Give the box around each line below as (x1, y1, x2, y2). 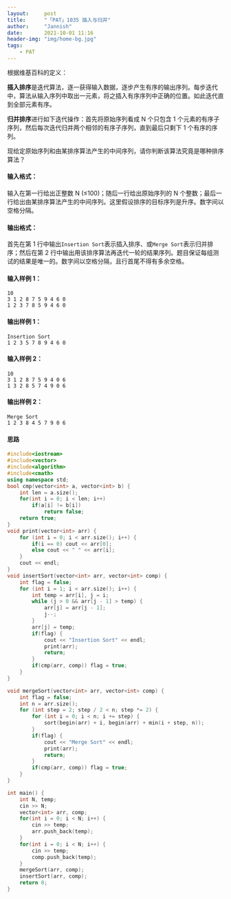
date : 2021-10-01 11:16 (7, 29, 94, 37)
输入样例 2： (7, 354, 43, 363)
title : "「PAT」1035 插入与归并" (7, 17, 111, 23)
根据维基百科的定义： (7, 68, 67, 77)
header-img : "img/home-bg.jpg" (7, 36, 97, 43)
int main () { (7, 789, 45, 796)
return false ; (43, 508, 85, 516)
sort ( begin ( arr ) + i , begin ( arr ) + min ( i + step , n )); (43, 720, 205, 727)
